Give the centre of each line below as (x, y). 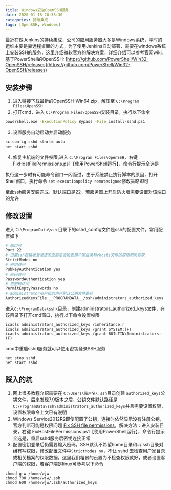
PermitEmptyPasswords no (32, 288)
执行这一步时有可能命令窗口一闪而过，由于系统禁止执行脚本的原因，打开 (81, 174)
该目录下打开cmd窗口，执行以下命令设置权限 (52, 315)
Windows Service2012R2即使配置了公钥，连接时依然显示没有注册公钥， (88, 419)
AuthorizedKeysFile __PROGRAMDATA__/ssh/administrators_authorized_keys (84, 298)
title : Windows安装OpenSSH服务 (37, 10)
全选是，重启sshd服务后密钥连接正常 (51, 438)
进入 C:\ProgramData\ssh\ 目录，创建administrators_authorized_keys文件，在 (85, 308)
